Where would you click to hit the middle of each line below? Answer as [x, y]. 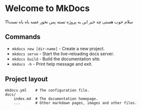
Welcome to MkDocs [48, 8]
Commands [23, 37]
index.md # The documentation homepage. [56, 99]
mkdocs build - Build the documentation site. [56, 59]
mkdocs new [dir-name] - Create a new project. [58, 48]
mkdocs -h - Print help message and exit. [52, 64]
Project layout [27, 79]
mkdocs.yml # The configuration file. [47, 90]
